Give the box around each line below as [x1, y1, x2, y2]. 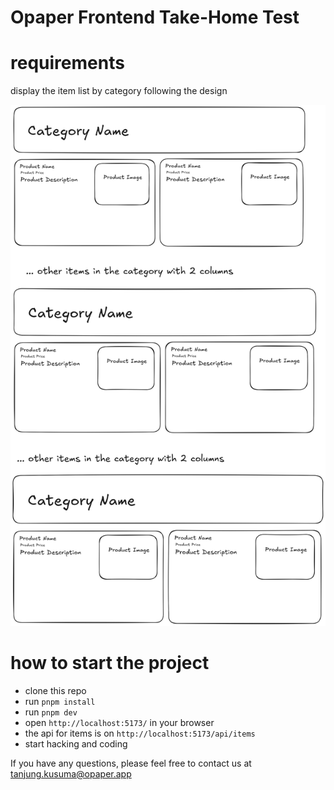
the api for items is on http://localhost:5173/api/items [24, 727, 256, 739]
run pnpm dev [24, 706, 78, 718]
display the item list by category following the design [10, 85, 228, 97]
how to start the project [10, 652, 210, 675]
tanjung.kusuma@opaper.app [10, 767, 132, 780]
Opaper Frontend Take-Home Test [10, 6, 300, 29]
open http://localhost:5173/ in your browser [24, 716, 215, 728]
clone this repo [24, 684, 87, 696]
